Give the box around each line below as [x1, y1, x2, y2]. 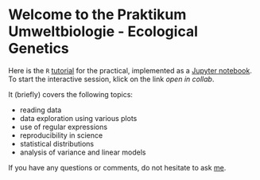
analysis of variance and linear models [19, 147, 146, 157]
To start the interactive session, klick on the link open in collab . [8, 74, 215, 84]
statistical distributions [19, 139, 94, 148]
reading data [19, 105, 62, 115]
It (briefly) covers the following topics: [8, 89, 134, 99]
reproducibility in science [19, 130, 103, 140]
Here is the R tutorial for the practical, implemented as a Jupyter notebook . [8, 65, 252, 75]
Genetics [8, 40, 69, 57]
